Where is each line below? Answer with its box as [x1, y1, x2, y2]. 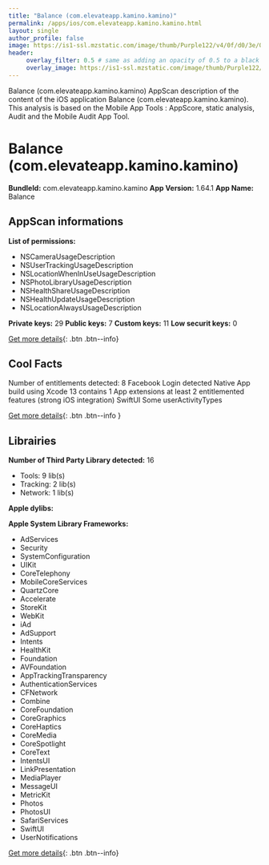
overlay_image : [26, 64, 78, 72]
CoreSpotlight [19, 739, 66, 749]
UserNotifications [19, 833, 78, 843]
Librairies [8, 434, 57, 447]
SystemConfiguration [19, 552, 90, 561]
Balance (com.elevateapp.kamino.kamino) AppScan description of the [8, 86, 239, 95]
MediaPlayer [19, 773, 62, 782]
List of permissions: [8, 236, 76, 245]
